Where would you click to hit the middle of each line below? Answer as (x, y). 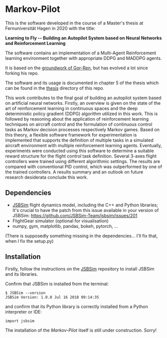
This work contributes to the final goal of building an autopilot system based (83, 98)
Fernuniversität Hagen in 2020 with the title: (50, 28)
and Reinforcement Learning (35, 43)
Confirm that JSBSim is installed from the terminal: (57, 284)
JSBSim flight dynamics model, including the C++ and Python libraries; (85, 205)
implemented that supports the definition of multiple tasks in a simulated (79, 140)
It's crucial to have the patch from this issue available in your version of (85, 210)
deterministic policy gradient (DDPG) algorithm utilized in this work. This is (82, 114)
